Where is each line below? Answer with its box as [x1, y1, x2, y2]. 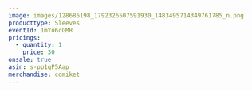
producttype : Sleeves [8, 19, 81, 27]
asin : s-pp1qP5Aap [8, 63, 69, 71]
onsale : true [8, 56, 52, 64]
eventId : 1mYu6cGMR [8, 26, 73, 34]
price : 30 [22, 48, 56, 56]
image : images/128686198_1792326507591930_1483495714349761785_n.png [8, 11, 245, 20]
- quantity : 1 [15, 41, 62, 49]
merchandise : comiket [8, 70, 81, 78]
